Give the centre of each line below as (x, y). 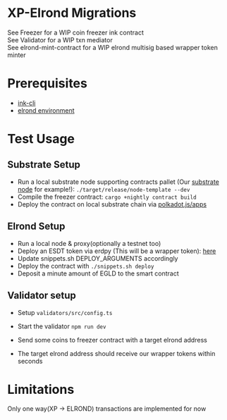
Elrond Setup (36, 227)
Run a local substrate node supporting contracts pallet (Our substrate (118, 182)
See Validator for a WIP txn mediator (60, 39)
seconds (30, 361)
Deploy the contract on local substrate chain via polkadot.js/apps (112, 204)
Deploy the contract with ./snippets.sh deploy (86, 266)
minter (17, 55)
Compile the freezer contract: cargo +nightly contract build (107, 197)
